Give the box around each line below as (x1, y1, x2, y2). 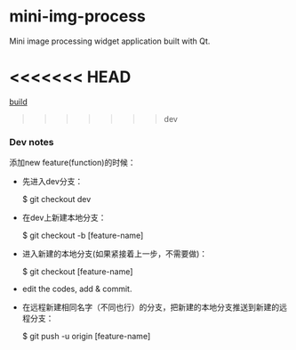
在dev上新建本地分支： (21, 212, 107, 224)
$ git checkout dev (21, 194, 92, 205)
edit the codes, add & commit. (21, 283, 132, 295)
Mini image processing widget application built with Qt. (9, 36, 211, 46)
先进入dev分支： (21, 176, 84, 187)
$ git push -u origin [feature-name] (21, 331, 151, 342)
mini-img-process (9, 6, 147, 27)
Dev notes (9, 135, 54, 148)
